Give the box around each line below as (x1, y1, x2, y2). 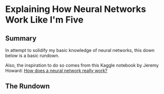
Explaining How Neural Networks (5, 3, 146, 15)
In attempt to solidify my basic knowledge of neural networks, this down (5, 47, 155, 53)
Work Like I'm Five (5, 14, 84, 25)
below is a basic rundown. (5, 52, 59, 58)
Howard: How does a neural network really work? (5, 67, 108, 73)
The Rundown (5, 82, 50, 90)
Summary (5, 34, 37, 42)
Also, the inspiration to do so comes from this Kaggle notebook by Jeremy (5, 62, 159, 68)
